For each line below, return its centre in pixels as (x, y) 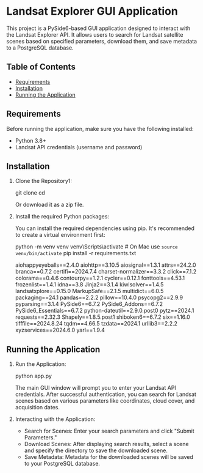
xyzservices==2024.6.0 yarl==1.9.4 (60, 330)
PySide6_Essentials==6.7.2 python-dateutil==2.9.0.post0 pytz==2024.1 (105, 311)
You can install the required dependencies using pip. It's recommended (105, 228)
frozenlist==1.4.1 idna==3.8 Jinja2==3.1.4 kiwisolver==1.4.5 (89, 285)
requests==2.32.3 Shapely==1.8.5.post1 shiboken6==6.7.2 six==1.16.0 (102, 317)
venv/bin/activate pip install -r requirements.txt (76, 253)
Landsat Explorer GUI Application (92, 11)
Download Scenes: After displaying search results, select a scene (106, 444)
